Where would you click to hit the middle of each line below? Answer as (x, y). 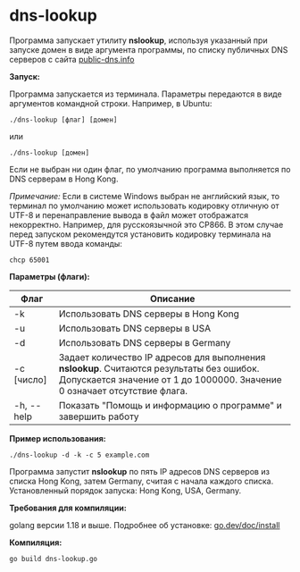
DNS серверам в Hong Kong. (64, 179)
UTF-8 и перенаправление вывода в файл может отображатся (129, 214)
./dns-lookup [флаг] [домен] (63, 120)
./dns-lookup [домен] (50, 153)
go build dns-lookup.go (54, 559)
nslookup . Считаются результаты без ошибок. (159, 368)
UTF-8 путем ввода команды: (66, 243)
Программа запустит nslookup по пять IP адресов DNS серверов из (140, 471)
